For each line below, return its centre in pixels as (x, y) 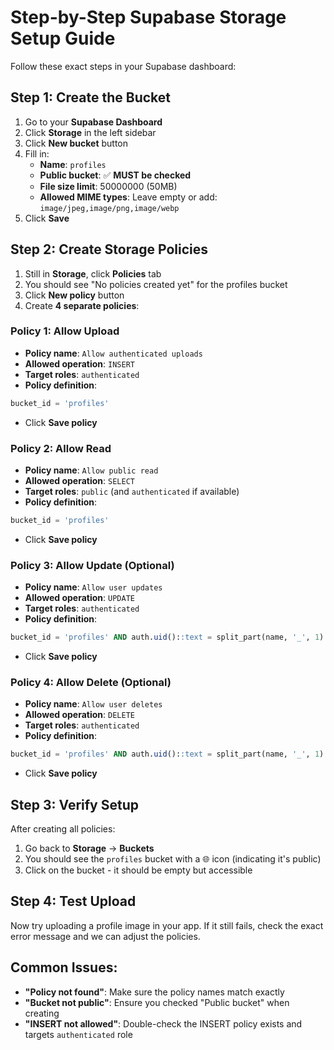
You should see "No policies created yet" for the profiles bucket (156, 284)
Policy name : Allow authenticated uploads (113, 353)
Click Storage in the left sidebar (90, 132)
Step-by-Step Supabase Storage (148, 17)
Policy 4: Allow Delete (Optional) (91, 682)
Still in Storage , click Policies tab (93, 273)
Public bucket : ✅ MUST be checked (115, 175)
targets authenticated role (78, 1034)
